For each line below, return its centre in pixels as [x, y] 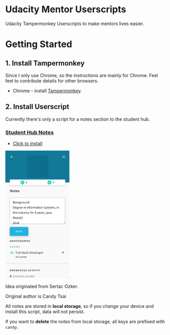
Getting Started [39, 44]
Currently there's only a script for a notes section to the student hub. [78, 119]
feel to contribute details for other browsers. [52, 81]
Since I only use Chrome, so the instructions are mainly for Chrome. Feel [82, 75]
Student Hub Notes [29, 132]
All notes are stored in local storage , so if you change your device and [80, 306]
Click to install [27, 144]
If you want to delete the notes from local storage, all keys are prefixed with [85, 322]
